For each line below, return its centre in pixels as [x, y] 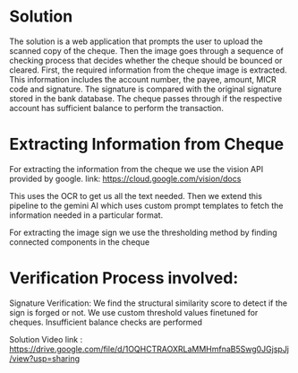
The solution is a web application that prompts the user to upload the [136, 41]
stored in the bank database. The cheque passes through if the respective [146, 98]
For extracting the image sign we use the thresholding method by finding [143, 232]
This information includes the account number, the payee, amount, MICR [143, 79]
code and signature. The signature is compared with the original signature [145, 89]
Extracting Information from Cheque [147, 144]
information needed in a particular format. [86, 215]
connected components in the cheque [80, 242]
